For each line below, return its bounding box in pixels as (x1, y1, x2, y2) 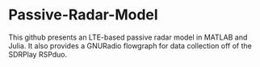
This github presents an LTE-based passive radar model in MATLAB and (8, 32, 248, 42)
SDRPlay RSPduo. (8, 49, 68, 59)
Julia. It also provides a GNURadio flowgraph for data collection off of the (8, 40, 252, 50)
